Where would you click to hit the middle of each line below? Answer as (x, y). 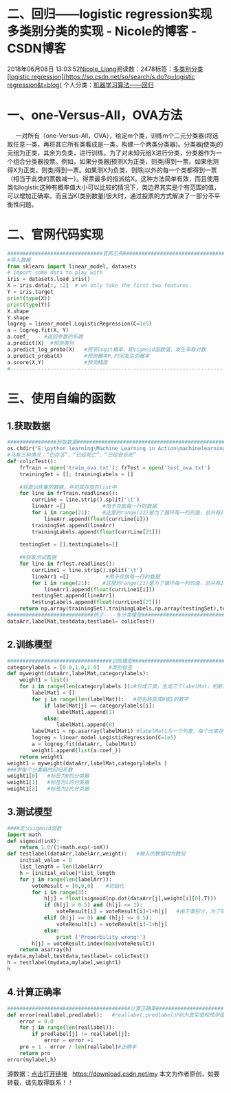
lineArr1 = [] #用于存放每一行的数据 (96, 576)
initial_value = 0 (46, 860)
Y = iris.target (30, 292)
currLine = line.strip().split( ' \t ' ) (86, 500)
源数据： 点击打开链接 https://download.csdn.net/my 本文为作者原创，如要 (113, 1074)
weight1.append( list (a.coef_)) (77, 750)
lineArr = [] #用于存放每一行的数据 (95, 507)
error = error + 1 (69, 1041)
